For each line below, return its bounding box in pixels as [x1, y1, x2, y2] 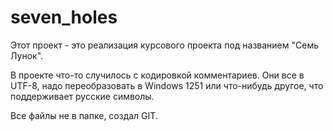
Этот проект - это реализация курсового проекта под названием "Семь [10, 39, 319, 51]
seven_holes [10, 6, 118, 29]
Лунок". [10, 49, 44, 61]
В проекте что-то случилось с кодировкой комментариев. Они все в [10, 69, 305, 81]
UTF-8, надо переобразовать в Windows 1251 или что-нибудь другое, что [10, 79, 324, 91]
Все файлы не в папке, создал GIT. [10, 109, 158, 121]
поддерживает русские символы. [10, 90, 155, 102]
